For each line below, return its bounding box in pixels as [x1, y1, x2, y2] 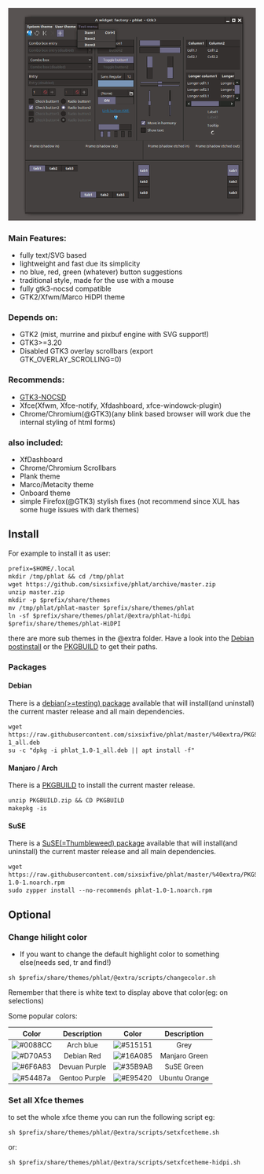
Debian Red [64, 1051, 101, 1060]
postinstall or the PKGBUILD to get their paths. [8, 641, 158, 651]
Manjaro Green [159, 1051, 208, 1060]
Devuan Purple [58, 1062, 107, 1072]
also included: [8, 437, 64, 448]
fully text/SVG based [19, 251, 86, 260]
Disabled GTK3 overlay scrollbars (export [19, 347, 153, 356]
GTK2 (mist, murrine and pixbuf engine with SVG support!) [19, 330, 210, 339]
